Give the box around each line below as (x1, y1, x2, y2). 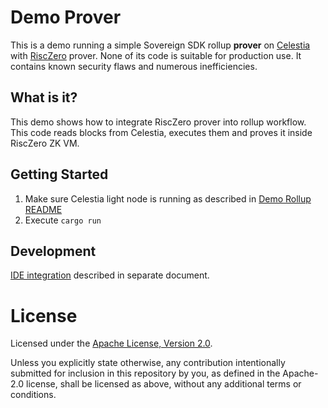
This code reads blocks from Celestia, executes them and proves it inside (10, 126, 313, 138)
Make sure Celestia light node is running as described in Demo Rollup (24, 192, 312, 205)
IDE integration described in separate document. (10, 269, 210, 281)
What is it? (10, 89, 78, 106)
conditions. (10, 389, 57, 401)
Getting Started (10, 166, 109, 183)
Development (10, 242, 97, 260)
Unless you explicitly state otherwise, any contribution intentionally (10, 357, 286, 369)
